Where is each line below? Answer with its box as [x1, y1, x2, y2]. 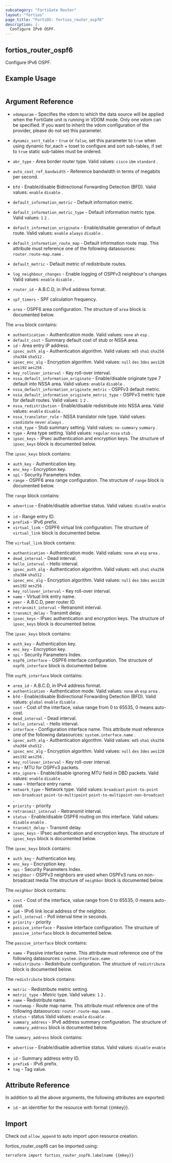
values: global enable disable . [12, 699, 78, 705]
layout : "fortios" [5, 12, 45, 17]
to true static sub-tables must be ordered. [12, 148, 102, 154]
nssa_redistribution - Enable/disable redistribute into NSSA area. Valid [12, 402, 164, 409]
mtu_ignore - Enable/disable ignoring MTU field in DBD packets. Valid [12, 770, 159, 776]
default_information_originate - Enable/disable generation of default [12, 224, 161, 230]
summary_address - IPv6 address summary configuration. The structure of [12, 1019, 167, 1025]
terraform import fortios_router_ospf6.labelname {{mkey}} [5, 1153, 134, 1158]
